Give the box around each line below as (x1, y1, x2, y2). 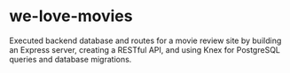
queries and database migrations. (9, 54, 132, 64)
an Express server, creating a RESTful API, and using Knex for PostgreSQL (9, 44, 281, 55)
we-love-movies (9, 6, 133, 26)
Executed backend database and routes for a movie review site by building (9, 35, 282, 46)
